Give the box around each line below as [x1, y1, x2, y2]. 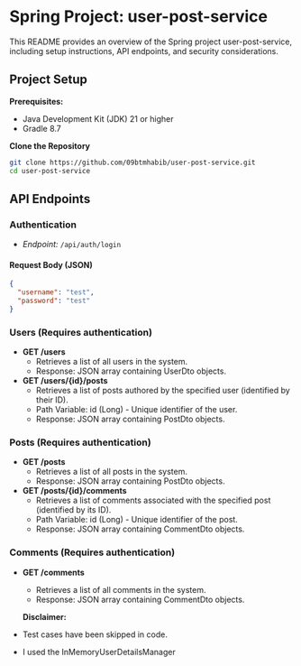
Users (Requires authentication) [9, 326, 153, 338]
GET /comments [22, 567, 86, 578]
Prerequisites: [9, 96, 64, 106]
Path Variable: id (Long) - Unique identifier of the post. [35, 514, 239, 525]
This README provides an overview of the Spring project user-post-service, [9, 36, 293, 47]
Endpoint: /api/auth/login [22, 239, 122, 250]
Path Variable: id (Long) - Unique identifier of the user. [35, 404, 238, 415]
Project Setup [9, 72, 88, 88]
